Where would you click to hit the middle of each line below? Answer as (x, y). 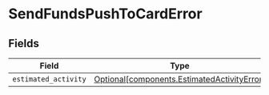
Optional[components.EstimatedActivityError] (180, 79)
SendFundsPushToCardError (105, 14)
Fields (24, 44)
